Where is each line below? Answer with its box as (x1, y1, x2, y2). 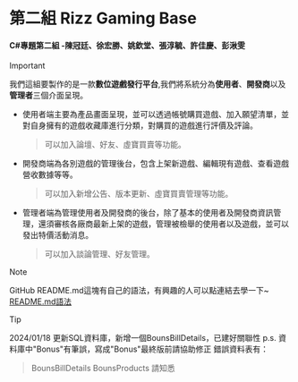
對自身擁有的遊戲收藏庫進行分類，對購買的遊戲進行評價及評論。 (21, 120, 258, 131)
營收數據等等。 (21, 169, 78, 180)
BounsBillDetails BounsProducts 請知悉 (30, 363, 175, 374)
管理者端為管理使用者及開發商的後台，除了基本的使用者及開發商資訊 (21, 208, 274, 218)
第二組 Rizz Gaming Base (9, 8, 197, 29)
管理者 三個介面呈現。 (9, 90, 88, 101)
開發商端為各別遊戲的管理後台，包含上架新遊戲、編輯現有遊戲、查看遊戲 (21, 158, 289, 169)
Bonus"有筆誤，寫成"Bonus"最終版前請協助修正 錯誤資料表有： (36, 344, 269, 354)
